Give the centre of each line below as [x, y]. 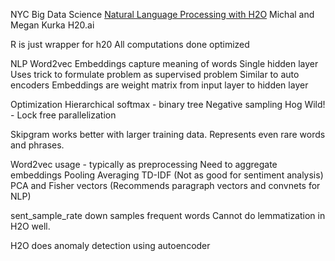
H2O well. [30, 226]
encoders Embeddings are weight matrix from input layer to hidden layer [159, 85]
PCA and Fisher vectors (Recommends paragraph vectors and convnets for [165, 185]
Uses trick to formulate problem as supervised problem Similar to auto [155, 74]
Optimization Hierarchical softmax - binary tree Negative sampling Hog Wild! [168, 104]
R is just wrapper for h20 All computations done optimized [130, 44]
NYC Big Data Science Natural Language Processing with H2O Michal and [162, 14]
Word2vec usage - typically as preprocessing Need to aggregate [144, 164]
